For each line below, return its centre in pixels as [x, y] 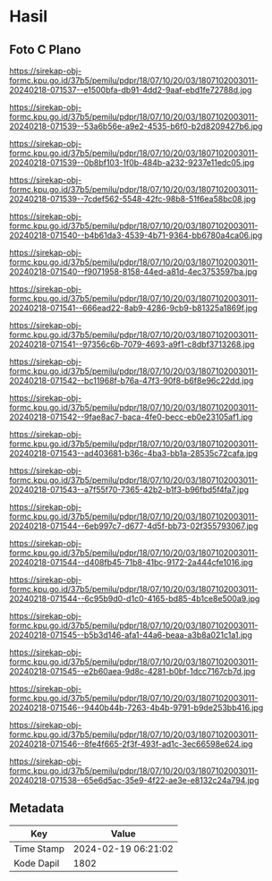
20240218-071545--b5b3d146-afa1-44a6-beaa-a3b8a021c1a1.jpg [131, 635]
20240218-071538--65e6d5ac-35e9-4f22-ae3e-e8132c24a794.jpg [134, 780]
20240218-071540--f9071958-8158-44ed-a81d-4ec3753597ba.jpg [133, 271]
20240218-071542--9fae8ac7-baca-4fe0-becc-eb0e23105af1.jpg [131, 417]
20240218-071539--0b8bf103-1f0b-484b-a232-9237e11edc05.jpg [132, 162]
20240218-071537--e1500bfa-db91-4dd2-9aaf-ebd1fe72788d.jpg [131, 90]
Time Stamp [39, 849]
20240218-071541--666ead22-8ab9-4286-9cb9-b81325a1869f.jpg [133, 308]
